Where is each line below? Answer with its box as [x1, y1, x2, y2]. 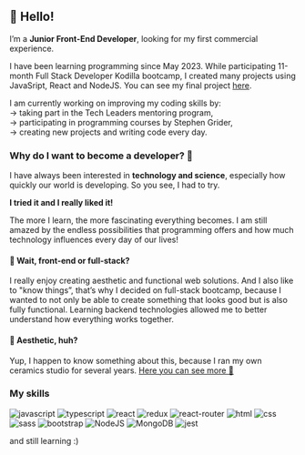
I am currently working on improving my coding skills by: [9, 97, 221, 108]
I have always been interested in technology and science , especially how [9, 170, 286, 181]
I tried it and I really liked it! [9, 197, 114, 208]
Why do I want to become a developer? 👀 [9, 149, 194, 162]
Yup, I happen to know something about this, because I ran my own [9, 355, 262, 366]
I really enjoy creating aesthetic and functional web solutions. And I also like [9, 275, 294, 287]
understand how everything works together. [9, 314, 175, 325]
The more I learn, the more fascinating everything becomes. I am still [9, 215, 268, 226]
